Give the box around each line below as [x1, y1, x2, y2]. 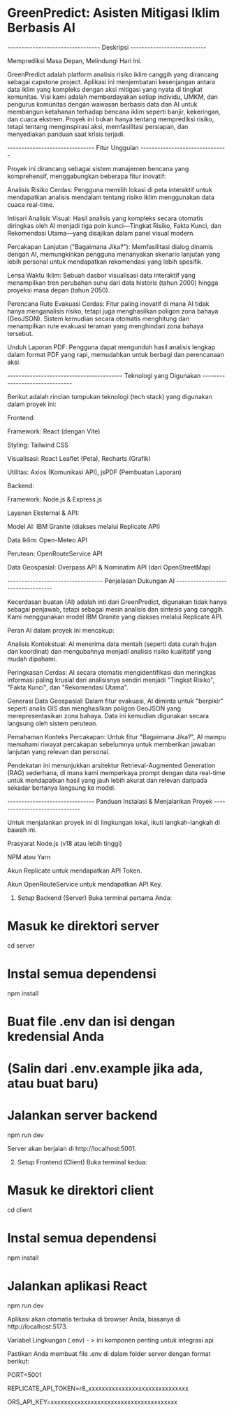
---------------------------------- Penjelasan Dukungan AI [7, 577, 175, 585]
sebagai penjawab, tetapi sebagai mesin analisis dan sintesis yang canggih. [7, 605, 225, 613]
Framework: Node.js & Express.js [7, 495, 103, 503]
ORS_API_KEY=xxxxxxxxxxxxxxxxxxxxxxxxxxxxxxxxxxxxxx [7, 1397, 178, 1406]
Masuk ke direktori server [7, 918, 159, 934]
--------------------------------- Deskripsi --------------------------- [7, 43, 207, 51]
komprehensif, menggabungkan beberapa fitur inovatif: [7, 172, 166, 180]
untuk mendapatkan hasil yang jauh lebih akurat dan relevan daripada [7, 776, 207, 784]
